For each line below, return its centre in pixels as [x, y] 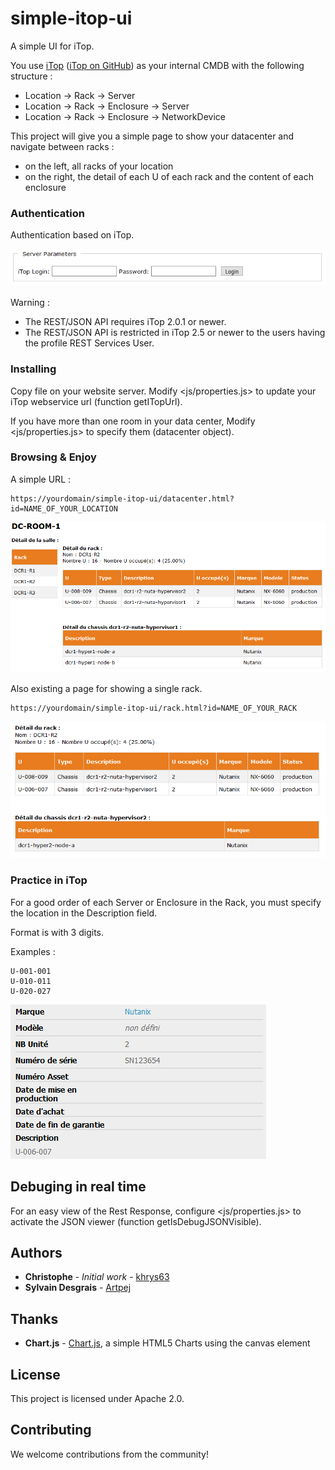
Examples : [33, 951]
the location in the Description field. [84, 913]
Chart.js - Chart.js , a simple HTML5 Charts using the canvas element [167, 1343]
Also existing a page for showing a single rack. [106, 688]
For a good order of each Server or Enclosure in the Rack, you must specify [166, 902]
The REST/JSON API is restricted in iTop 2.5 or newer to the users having [175, 333]
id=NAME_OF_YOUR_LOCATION [64, 508]
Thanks [34, 1318]
